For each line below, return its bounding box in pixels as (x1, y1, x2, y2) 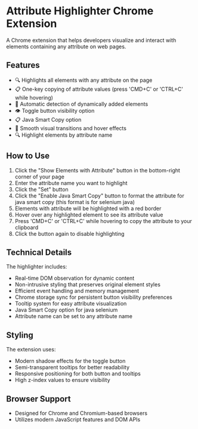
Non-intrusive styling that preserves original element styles (14, 281, 161, 288)
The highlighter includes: (6, 263, 67, 270)
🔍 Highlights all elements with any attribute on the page (14, 76, 153, 84)
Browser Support (6, 394, 72, 404)
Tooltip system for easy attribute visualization (14, 300, 127, 307)
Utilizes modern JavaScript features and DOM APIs (14, 416, 141, 423)
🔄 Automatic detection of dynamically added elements (14, 100, 148, 107)
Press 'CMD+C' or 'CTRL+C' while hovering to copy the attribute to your (14, 217, 192, 224)
